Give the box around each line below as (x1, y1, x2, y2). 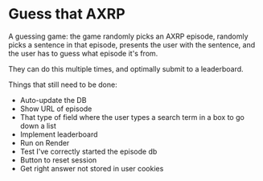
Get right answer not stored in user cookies (19, 163, 164, 173)
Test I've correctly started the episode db (19, 146, 158, 156)
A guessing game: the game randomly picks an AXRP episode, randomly (8, 31, 249, 41)
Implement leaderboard (19, 130, 98, 139)
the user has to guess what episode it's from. (8, 48, 158, 58)
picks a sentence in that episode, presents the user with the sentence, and (8, 39, 256, 49)
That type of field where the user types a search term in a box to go (19, 112, 245, 121)
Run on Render (19, 138, 70, 147)
